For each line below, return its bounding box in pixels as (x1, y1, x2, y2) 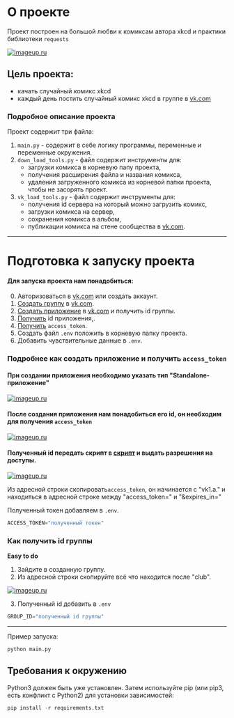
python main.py (7, 646, 52, 653)
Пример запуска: (7, 632, 58, 641)
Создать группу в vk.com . (17, 299, 95, 308)
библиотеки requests (7, 34, 70, 42)
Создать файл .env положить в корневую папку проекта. (17, 329, 187, 338)
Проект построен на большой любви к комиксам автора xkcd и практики (7, 27, 226, 36)
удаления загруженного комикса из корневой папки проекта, (27, 178, 212, 187)
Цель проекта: (7, 68, 75, 80)
